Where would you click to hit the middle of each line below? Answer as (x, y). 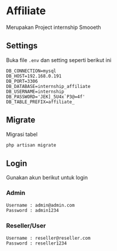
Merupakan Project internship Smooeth (54, 27)
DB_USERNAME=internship (35, 92)
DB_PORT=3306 (22, 81)
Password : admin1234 (33, 211)
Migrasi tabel (22, 134)
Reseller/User (26, 226)
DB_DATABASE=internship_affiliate (49, 86)
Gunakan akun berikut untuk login (47, 178)
